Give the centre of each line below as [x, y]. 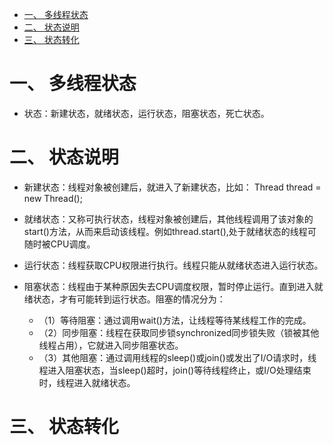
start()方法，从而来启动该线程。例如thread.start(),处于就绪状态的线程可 [170, 231]
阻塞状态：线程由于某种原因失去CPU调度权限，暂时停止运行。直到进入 [169, 286]
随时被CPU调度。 [59, 244]
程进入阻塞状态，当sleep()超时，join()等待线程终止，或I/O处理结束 [175, 370]
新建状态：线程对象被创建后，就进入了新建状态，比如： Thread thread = [172, 187]
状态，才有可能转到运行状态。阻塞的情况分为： [129, 299]
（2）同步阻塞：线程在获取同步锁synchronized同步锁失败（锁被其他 [179, 332]
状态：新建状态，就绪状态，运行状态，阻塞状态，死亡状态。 [146, 113]
